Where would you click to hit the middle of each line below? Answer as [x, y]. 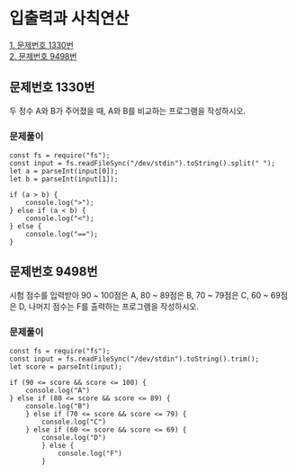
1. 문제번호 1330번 [41, 45]
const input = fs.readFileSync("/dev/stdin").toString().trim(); [134, 359]
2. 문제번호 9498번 [43, 56]
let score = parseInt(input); [66, 367]
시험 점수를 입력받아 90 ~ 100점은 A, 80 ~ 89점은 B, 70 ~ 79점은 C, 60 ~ [139, 295]
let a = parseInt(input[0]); [64, 172]
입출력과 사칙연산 [69, 18]
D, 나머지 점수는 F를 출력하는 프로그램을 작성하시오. [109, 306]
